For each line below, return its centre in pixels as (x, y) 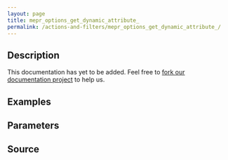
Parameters (33, 125)
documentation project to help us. (56, 80)
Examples (29, 101)
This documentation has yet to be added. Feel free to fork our (96, 72)
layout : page (26, 14)
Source (24, 149)
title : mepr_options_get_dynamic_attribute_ (73, 20)
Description (33, 55)
